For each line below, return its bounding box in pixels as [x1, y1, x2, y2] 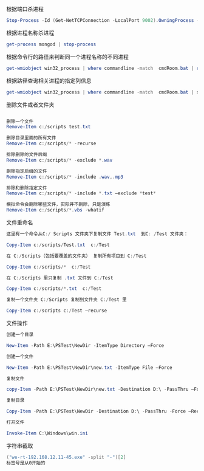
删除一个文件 [6, 118, 34, 125]
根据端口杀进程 [6, 5, 44, 12]
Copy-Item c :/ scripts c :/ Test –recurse [6, 308, 107, 314]
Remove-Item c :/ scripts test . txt [6, 124, 91, 130]
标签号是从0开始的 [6, 459, 46, 466]
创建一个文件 [6, 353, 34, 360]
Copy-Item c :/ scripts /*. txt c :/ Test [6, 286, 102, 292]
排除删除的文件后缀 [6, 151, 47, 157]
